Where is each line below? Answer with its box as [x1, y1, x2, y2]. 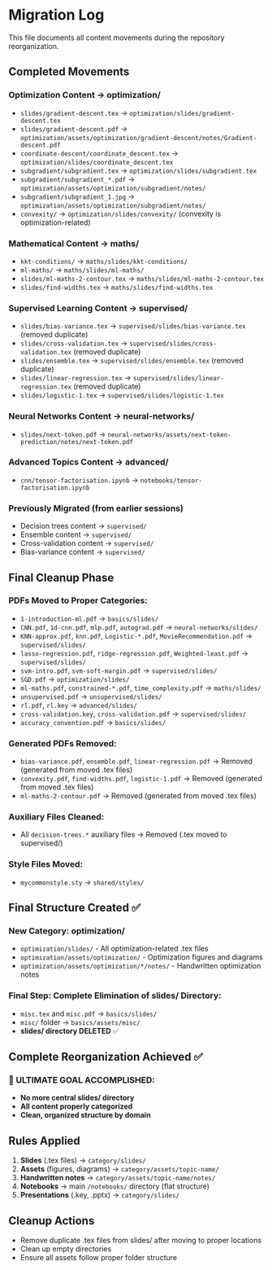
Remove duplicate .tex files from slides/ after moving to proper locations [19, 1235, 262, 1245]
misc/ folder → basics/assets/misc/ [19, 1017, 140, 1027]
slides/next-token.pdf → [19, 429, 106, 439]
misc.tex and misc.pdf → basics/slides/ [19, 1009, 158, 1018]
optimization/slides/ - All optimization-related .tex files [19, 943, 209, 954]
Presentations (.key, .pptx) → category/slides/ [19, 1190, 180, 1200]
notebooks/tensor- [140, 477, 203, 485]
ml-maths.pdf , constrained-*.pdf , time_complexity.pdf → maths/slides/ [19, 683, 261, 692]
